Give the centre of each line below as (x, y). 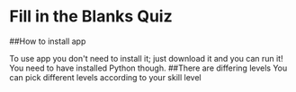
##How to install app (48, 41)
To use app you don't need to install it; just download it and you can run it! (146, 58)
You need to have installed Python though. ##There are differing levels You (148, 68)
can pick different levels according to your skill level (105, 77)
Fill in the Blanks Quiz (91, 17)
